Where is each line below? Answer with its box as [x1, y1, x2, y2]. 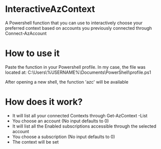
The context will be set [12, 139, 59, 145]
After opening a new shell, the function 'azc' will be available [5, 79, 128, 85]
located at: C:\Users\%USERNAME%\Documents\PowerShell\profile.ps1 [5, 69, 152, 75]
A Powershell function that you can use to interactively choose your [5, 20, 143, 26]
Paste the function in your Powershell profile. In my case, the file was [5, 64, 146, 70]
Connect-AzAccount [5, 30, 47, 36]
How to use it [5, 48, 60, 59]
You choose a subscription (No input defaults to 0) [12, 134, 115, 140]
